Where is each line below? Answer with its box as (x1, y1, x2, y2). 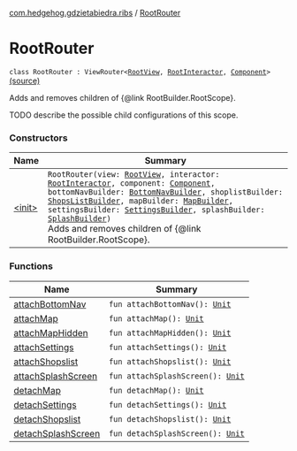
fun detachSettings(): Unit (109, 400, 227, 409)
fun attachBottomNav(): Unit (109, 299, 232, 309)
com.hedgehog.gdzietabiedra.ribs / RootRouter (9, 8, 181, 18)
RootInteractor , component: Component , (47, 179, 216, 188)
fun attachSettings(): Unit (109, 342, 227, 352)
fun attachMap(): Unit (109, 313, 205, 324)
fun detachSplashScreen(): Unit (109, 428, 245, 439)
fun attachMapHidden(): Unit (109, 327, 232, 338)
